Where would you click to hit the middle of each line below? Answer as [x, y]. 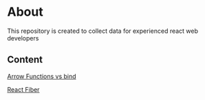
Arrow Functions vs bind [42, 76]
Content [25, 60]
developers [23, 38]
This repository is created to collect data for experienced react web [102, 31]
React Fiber [23, 89]
